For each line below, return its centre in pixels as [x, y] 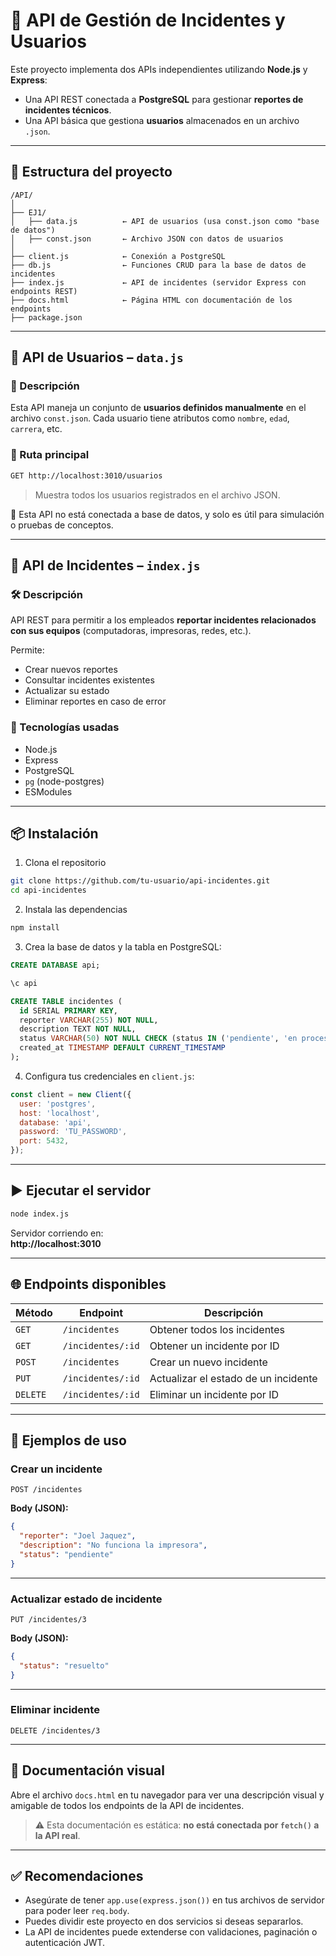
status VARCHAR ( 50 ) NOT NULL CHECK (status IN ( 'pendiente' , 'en [158, 1039]
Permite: [27, 650]
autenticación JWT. [65, 1943]
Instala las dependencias [76, 910]
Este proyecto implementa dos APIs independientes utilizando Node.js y [159, 69]
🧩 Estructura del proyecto [91, 172]
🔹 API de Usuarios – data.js [97, 357]
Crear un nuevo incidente [208, 1362]
